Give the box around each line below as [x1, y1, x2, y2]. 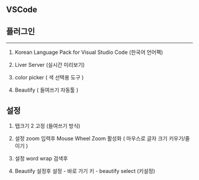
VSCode [6, 5, 37, 15]
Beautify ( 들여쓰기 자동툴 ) [14, 86, 79, 94]
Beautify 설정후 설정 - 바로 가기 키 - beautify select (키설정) [14, 168, 156, 175]
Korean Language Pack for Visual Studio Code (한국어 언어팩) [14, 49, 163, 56]
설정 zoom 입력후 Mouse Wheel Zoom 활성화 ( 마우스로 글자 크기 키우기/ [14, 135, 185, 142]
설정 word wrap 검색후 [14, 155, 68, 162]
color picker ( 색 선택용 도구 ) [14, 74, 84, 81]
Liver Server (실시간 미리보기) [14, 62, 85, 69]
